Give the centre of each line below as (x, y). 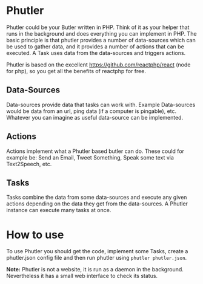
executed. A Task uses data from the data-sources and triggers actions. (96, 53)
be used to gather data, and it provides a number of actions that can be (95, 47)
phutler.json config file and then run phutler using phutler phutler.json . (97, 258)
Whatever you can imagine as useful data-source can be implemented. (95, 117)
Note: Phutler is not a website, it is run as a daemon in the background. (95, 269)
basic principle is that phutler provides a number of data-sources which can (101, 40)
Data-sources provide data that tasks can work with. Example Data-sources (101, 105)
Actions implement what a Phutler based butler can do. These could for (95, 151)
